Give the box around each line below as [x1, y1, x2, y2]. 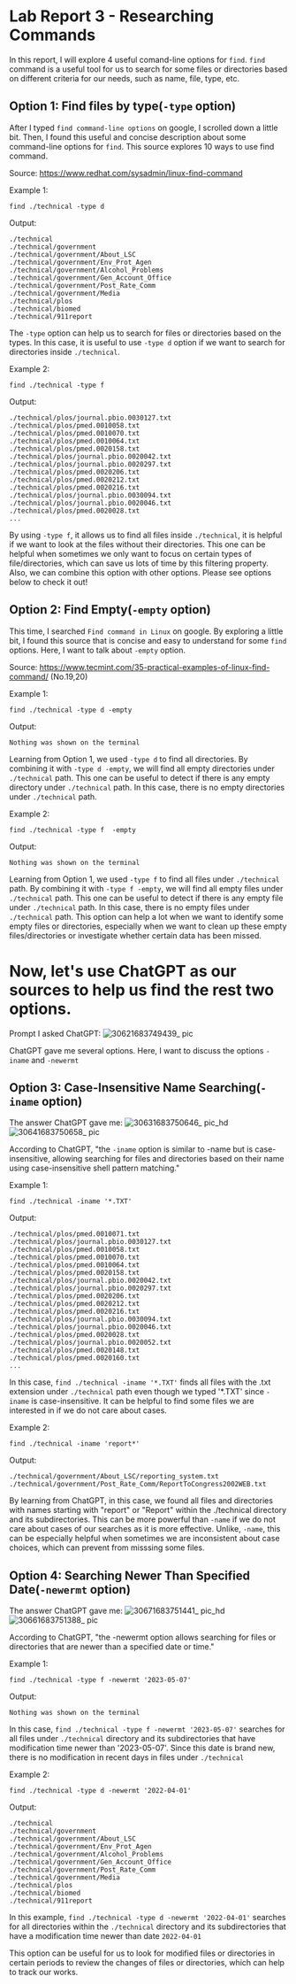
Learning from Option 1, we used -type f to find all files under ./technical [9, 874, 280, 884]
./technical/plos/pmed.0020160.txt [9, 1354, 140, 1363]
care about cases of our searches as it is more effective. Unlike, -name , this [9, 1524, 281, 1534]
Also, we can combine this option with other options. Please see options [9, 567, 272, 577]
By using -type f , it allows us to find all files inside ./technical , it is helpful [9, 529, 283, 540]
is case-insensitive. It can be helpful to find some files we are [30, 1396, 254, 1407]
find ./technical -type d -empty [9, 706, 133, 714]
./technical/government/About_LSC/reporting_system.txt [9, 1472, 219, 1481]
